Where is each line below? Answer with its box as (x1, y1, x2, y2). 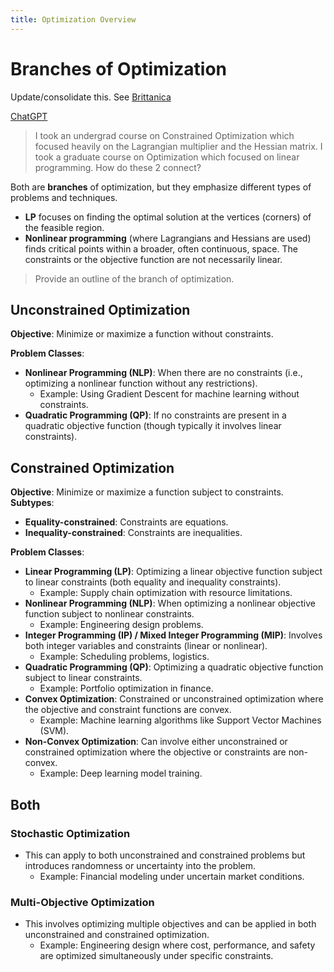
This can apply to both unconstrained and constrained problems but (24, 849, 306, 861)
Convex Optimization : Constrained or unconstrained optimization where (24, 693, 324, 705)
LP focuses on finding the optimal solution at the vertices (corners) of (24, 211, 312, 223)
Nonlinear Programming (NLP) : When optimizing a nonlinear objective (24, 597, 316, 610)
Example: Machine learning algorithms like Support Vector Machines (39, 714, 322, 726)
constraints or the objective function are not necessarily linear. (24, 253, 283, 265)
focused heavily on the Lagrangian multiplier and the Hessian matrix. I (34, 140, 323, 152)
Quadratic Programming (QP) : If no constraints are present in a (24, 409, 287, 421)
